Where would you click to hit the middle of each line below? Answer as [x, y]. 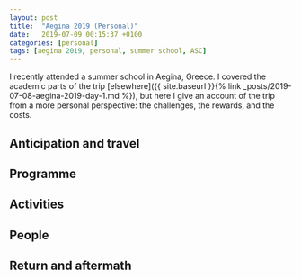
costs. [21, 115]
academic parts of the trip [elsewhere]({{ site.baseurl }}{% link [125, 86]
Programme [43, 173]
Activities [37, 205]
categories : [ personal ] [54, 43]
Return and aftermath [71, 266]
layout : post [34, 18]
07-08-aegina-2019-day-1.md [64, 96]
